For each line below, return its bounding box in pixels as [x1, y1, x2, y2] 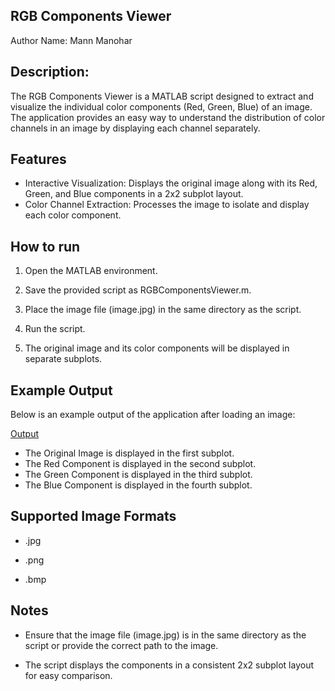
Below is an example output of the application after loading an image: [10, 409, 296, 421]
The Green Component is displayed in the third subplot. [24, 469, 253, 481]
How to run [10, 238, 81, 255]
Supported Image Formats [10, 508, 177, 525]
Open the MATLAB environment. [24, 265, 158, 277]
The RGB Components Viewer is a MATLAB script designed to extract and [10, 90, 314, 102]
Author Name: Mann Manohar [10, 34, 133, 46]
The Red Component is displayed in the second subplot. [24, 458, 257, 470]
